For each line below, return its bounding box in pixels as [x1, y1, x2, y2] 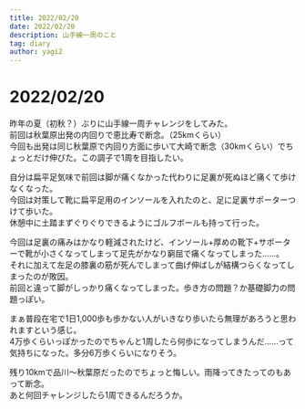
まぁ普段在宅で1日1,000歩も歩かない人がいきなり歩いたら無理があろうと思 [9, 313, 289, 324]
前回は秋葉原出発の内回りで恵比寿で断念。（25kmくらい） [9, 130, 226, 141]
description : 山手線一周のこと [9, 30, 117, 39]
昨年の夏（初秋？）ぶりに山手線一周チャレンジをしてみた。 [9, 118, 233, 129]
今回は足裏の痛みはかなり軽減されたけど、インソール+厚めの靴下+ [9, 236, 259, 247]
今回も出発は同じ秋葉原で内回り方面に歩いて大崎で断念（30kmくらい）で [9, 141, 287, 152]
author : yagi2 [9, 47, 64, 57]
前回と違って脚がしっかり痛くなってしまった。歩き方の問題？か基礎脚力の [9, 282, 289, 293]
